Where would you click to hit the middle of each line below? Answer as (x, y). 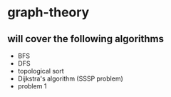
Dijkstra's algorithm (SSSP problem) (70, 78)
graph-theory (48, 12)
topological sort (41, 71)
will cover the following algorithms (86, 39)
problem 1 (32, 86)
